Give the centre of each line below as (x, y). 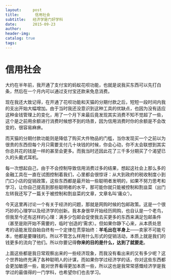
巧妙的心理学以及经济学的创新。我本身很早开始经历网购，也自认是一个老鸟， (85, 210)
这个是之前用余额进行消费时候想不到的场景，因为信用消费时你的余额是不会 (83, 121)
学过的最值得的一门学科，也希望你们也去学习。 (54, 272)
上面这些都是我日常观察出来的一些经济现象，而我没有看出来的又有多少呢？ (83, 253)
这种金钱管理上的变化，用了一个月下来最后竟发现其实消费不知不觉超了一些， (85, 114)
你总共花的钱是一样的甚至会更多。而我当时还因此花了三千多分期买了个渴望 (83, 151)
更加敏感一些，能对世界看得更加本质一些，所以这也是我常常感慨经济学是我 (88, 266)
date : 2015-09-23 (31, 24)
